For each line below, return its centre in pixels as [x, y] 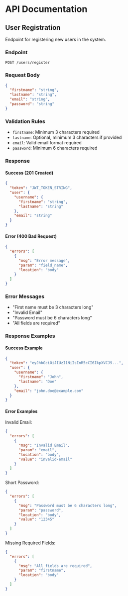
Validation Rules [25, 121]
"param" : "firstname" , [42, 571]
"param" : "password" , [41, 510]
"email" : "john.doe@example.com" [49, 391]
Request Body [22, 75]
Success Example [24, 348]
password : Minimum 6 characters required [55, 148]
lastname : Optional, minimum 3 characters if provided [67, 137]
